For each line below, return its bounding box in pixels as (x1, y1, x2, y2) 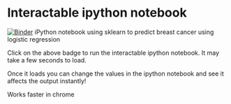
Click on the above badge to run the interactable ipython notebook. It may (7, 49, 220, 57)
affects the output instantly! (7, 76, 87, 85)
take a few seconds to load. (7, 55, 87, 64)
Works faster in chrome (7, 90, 75, 98)
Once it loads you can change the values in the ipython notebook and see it (7, 69, 225, 78)
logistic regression (7, 35, 61, 43)
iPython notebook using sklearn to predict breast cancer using (34, 28, 214, 36)
